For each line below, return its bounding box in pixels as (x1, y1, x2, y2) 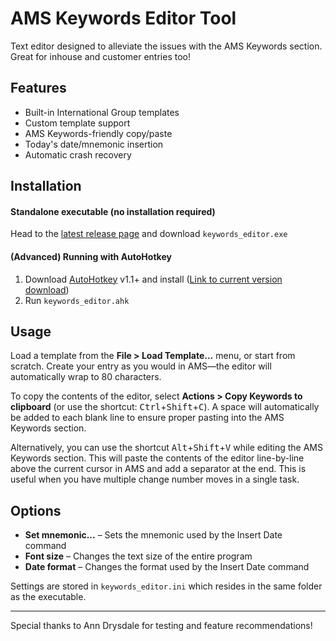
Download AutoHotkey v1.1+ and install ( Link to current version (24, 273, 283, 285)
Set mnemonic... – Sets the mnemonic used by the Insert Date (24, 529, 283, 541)
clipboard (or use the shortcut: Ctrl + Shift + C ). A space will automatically (10, 401, 320, 413)
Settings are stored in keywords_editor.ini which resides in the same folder (10, 580, 323, 592)
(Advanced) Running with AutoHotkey (10, 250, 172, 262)
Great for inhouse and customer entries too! (10, 50, 191, 62)
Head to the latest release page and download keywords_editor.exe (10, 228, 288, 240)
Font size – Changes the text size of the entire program (24, 550, 253, 562)
